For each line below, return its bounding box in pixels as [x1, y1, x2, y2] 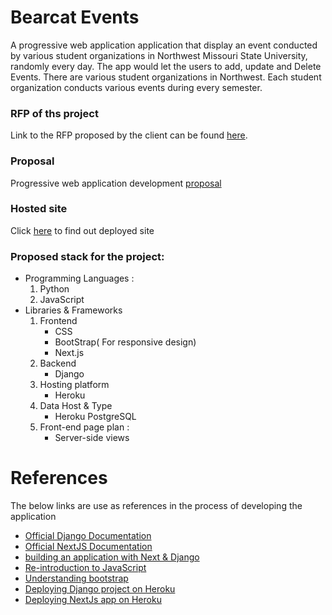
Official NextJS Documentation [24, 541, 153, 553]
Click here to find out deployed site [10, 224, 155, 236]
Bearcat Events [10, 6, 140, 29]
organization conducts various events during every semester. [10, 81, 263, 93]
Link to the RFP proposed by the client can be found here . [10, 129, 248, 141]
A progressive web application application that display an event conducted [10, 39, 318, 51]
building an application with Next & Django [24, 551, 200, 563]
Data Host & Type [39, 400, 113, 412]
